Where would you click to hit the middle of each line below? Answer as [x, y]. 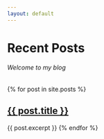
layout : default [31, 14]
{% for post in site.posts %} [47, 89]
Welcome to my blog [36, 67]
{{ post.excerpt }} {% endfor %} [53, 128]
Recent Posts [46, 48]
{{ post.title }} [38, 111]
